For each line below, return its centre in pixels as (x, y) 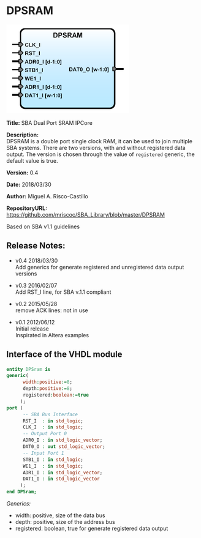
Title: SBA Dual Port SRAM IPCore (50, 122)
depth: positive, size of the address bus (65, 522)
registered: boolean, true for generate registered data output (92, 529)
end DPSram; (21, 492)
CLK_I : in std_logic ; (53, 427)
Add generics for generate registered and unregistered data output (100, 267)
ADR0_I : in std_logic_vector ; (63, 440)
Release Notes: (36, 246)
